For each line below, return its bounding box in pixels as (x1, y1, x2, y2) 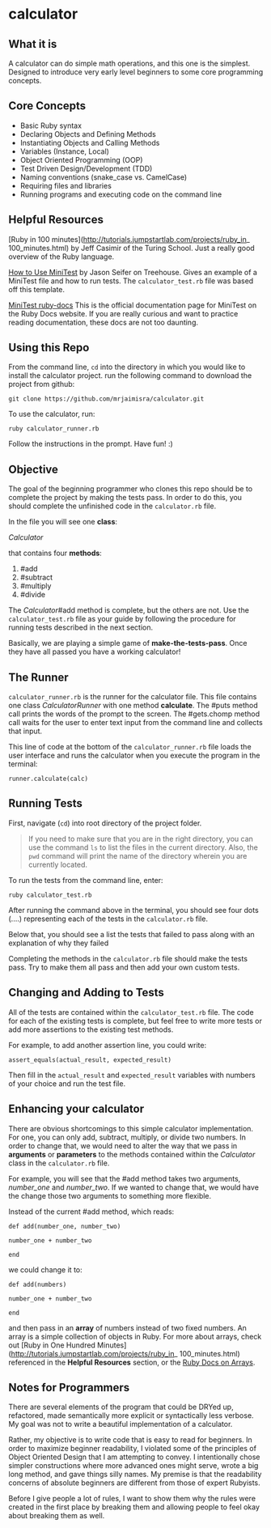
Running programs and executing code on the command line (19, 189, 222, 199)
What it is (8, 37, 57, 51)
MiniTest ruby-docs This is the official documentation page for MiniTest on (8, 300, 257, 310)
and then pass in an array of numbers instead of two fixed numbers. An (8, 1322, 247, 1332)
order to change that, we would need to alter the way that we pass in (8, 1140, 238, 1150)
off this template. (8, 284, 66, 294)
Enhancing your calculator (8, 1102, 144, 1116)
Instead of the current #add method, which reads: (8, 1207, 175, 1216)
